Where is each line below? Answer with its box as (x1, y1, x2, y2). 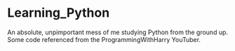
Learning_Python (7, 5, 110, 21)
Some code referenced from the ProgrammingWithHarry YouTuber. (7, 35, 201, 43)
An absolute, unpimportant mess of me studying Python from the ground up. (7, 28, 229, 36)
